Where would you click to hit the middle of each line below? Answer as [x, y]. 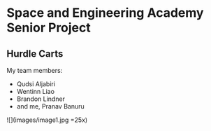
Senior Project [49, 28]
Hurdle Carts [35, 54]
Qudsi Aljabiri [36, 84]
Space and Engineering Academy [105, 13]
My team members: [35, 70]
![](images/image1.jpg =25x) [47, 120]
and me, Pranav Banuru [50, 106]
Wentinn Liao [36, 91]
